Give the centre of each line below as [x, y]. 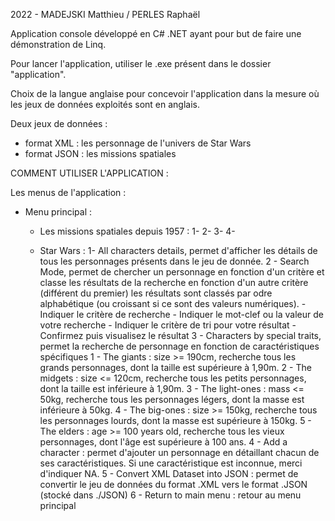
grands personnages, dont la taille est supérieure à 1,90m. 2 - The [175, 367]
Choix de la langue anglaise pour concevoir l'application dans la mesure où [165, 93]
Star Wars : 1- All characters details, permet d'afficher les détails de [178, 250]
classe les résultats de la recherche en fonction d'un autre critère [174, 282]
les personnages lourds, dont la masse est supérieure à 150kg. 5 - [175, 420]
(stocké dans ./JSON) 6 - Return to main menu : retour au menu [170, 495]
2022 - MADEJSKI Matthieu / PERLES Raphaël [105, 14]
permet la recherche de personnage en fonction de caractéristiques [179, 346]
